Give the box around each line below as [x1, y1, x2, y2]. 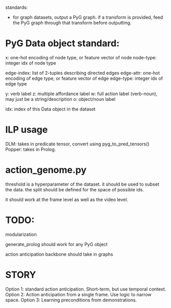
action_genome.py [5, 164, 87, 176]
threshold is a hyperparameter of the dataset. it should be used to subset [5, 181, 160, 187]
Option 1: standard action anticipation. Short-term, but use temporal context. [5, 286, 166, 292]
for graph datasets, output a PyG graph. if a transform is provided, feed [12, 14, 163, 20]
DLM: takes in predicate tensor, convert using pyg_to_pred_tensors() [5, 141, 149, 147]
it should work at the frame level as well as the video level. [5, 196, 129, 203]
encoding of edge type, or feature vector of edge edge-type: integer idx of [5, 75, 163, 81]
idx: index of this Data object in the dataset [5, 106, 96, 112]
